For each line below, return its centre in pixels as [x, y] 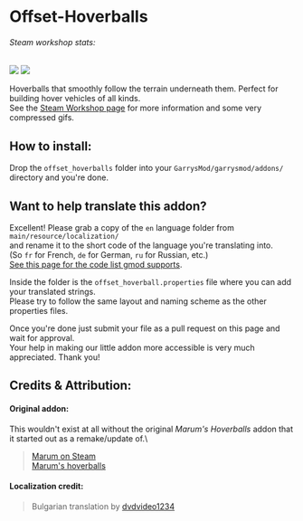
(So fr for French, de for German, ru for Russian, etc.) [109, 255]
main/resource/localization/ [64, 237]
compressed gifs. [42, 118]
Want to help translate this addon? [108, 206]
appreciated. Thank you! [55, 357]
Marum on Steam [64, 456]
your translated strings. [53, 292]
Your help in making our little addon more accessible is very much [132, 348]
